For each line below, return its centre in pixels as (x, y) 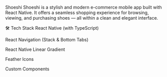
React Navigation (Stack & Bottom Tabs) (47, 40)
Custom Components (27, 69)
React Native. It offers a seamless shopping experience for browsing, (77, 13)
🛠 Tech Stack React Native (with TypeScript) (52, 28)
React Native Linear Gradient (35, 49)
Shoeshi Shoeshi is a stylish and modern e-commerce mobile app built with (84, 7)
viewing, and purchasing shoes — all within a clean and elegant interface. (82, 18)
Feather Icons (19, 59)
